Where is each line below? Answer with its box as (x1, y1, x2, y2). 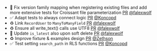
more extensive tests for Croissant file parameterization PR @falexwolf (9, 10, 152, 15)
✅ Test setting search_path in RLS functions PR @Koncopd (9, 41, 128, 46)
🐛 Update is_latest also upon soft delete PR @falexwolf (9, 30, 123, 36)
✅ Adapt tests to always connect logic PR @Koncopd (9, 15, 117, 20)
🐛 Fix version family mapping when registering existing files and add (9, 5, 147, 10)
